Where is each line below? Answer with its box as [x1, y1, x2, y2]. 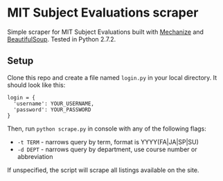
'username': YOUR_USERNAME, [13, 100, 95, 107]
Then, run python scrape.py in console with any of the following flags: [7, 124, 206, 133]
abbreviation [17, 152, 53, 160]
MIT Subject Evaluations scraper [7, 5, 199, 21]
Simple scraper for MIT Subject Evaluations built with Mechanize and [7, 28, 204, 36]
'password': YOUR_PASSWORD [13, 106, 91, 113]
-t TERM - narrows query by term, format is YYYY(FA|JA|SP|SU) [17, 137, 199, 146]
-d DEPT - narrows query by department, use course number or [17, 145, 197, 153]
